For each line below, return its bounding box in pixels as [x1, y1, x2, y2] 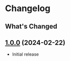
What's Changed [5, 22, 57, 30]
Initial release [12, 51, 39, 57]
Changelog [5, 3, 51, 14]
